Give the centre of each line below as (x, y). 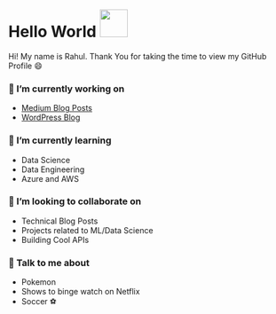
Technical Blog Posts (59, 221)
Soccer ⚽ (39, 302)
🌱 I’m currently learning (60, 140)
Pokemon (39, 282)
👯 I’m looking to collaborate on (75, 201)
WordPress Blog (51, 118)
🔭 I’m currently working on (67, 89)
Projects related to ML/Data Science (87, 230)
